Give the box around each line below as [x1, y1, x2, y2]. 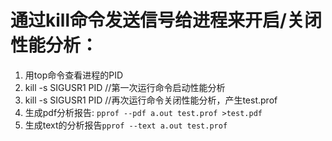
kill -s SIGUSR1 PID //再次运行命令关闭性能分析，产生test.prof [24, 94, 278, 106]
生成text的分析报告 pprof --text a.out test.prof [24, 119, 228, 131]
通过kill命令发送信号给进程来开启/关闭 [10, 9, 322, 32]
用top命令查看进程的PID [24, 69, 124, 81]
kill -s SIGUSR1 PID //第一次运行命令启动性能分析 [24, 81, 226, 93]
